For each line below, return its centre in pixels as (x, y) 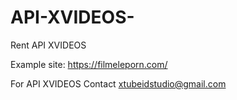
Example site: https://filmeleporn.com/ (89, 64)
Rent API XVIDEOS (48, 45)
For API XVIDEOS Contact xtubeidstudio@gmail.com (118, 83)
